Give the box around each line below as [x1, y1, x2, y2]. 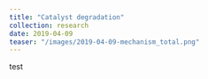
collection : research [9, 21, 89, 30]
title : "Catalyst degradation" [9, 12, 125, 22]
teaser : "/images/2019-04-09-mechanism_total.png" [9, 37, 200, 47]
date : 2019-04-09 [9, 29, 73, 38]
